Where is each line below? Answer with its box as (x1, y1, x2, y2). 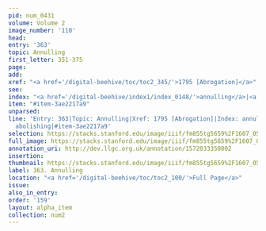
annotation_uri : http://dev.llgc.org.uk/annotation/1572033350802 (8, 144, 232, 152)
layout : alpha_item (8, 203, 73, 211)
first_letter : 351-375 (8, 56, 83, 64)
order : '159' (8, 196, 51, 204)
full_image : (8, 137, 47, 145)
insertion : (8, 152, 44, 160)
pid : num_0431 (8, 11, 55, 20)
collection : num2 (8, 211, 66, 219)
